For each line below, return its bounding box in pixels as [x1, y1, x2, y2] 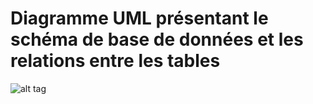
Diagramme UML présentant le [10, 7, 269, 30]
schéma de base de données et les [10, 28, 304, 51]
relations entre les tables [10, 50, 221, 72]
